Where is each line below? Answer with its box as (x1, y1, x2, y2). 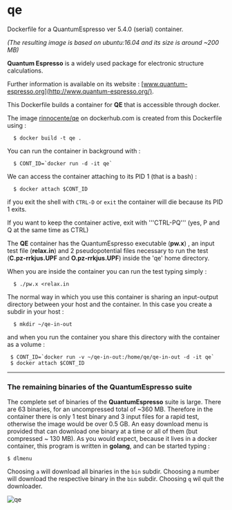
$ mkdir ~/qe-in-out (13, 321, 72, 328)
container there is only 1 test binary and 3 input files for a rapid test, (7, 413, 200, 421)
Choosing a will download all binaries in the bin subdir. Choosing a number (7, 467, 220, 475)
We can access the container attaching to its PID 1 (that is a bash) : (7, 172, 197, 180)
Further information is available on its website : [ (7, 79, 144, 88)
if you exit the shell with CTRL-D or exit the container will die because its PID (7, 198, 223, 206)
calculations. (7, 66, 43, 75)
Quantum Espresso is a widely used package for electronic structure (7, 59, 204, 67)
